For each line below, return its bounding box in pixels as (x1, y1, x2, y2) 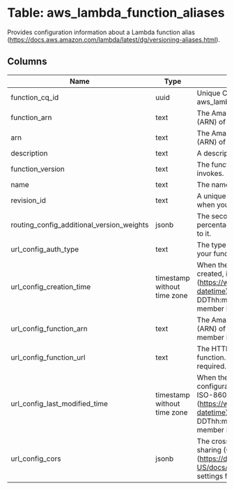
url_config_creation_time (10, 281, 91, 291)
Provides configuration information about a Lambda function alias (7, 28, 195, 36)
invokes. (196, 168, 224, 178)
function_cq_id (10, 92, 59, 102)
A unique (196, 191, 226, 200)
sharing (196, 445, 221, 454)
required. (196, 361, 226, 371)
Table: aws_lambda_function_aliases (7, 5, 225, 21)
